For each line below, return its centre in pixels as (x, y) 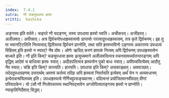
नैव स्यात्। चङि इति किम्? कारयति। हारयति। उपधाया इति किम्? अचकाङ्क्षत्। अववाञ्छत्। (78, 67)
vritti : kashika (23, 19)
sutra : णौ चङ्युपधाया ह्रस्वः (29, 15)
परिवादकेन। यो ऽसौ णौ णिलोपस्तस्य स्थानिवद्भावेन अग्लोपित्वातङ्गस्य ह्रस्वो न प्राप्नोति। (74, 84)
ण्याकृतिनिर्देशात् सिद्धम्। (24, 90)
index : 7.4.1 (20, 10)
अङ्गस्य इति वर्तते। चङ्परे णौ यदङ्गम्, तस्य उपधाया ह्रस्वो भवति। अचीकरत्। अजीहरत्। (76, 34)
